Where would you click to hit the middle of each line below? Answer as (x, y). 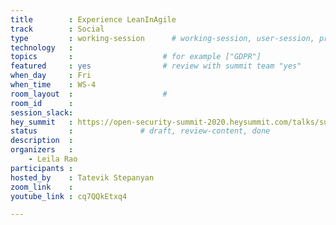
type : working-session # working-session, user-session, (162, 38)
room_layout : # (89, 94)
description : (42, 141)
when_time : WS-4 (53, 85)
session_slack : (42, 112)
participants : (42, 168)
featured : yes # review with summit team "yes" (156, 66)
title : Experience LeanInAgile (93, 19)
